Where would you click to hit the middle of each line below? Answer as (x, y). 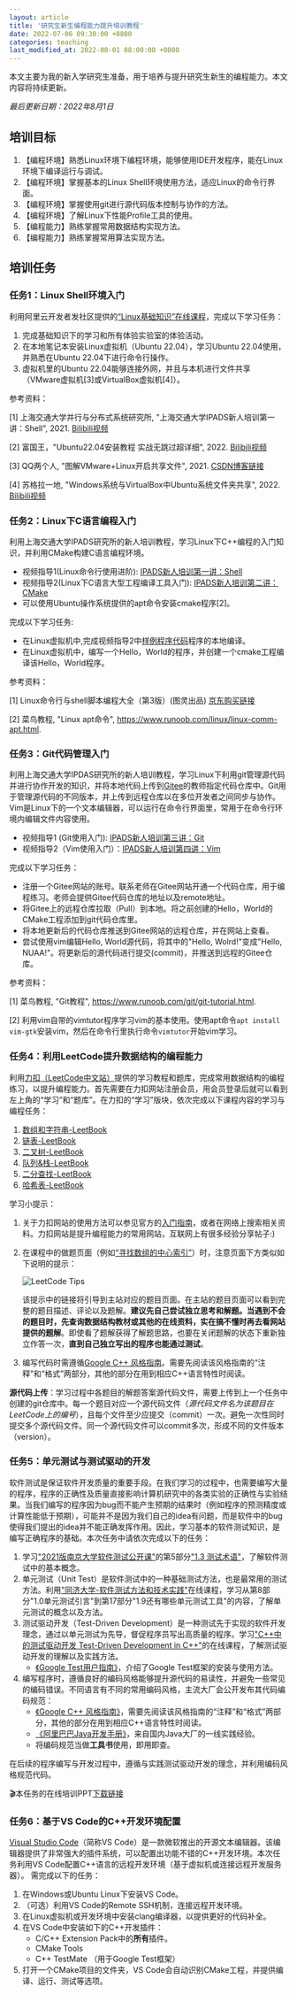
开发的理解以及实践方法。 (76, 1656)
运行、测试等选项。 (72, 1981)
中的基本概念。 (57, 1567)
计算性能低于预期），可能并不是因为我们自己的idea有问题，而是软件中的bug (146, 1515)
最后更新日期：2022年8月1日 (61, 106)
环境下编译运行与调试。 (65, 171)
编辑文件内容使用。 (59, 819)
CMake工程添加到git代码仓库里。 (82, 920)
